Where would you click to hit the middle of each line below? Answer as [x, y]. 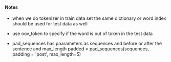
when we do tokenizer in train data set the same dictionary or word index [89, 18]
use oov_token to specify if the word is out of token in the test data [82, 34]
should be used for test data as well [50, 24]
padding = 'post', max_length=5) [47, 54]
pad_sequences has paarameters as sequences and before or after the [87, 44]
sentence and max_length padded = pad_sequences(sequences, [81, 49]
